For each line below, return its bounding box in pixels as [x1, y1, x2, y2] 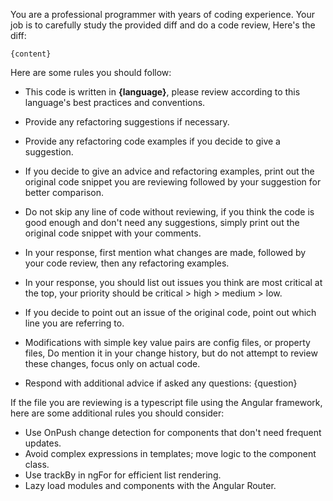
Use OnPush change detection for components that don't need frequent [24, 427, 322, 438]
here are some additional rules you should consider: [10, 407, 225, 419]
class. [24, 459, 50, 470]
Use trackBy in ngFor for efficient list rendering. [24, 469, 222, 481]
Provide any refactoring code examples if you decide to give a [24, 135, 281, 147]
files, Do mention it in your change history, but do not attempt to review [24, 347, 318, 359]
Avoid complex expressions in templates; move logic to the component [24, 448, 317, 459]
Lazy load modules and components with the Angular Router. [24, 480, 277, 491]
